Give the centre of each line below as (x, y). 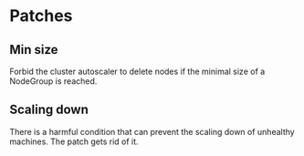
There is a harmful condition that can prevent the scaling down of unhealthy (152, 131)
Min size (34, 50)
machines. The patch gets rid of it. (74, 141)
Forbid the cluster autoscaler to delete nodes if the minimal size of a (137, 71)
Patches (41, 16)
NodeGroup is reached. (53, 81)
